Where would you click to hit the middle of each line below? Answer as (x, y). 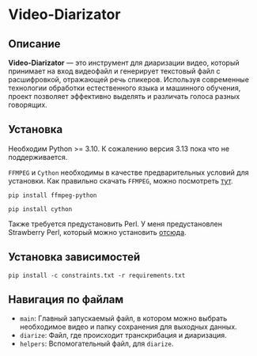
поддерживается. (38, 157)
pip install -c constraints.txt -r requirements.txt (97, 275)
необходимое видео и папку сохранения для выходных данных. (128, 327)
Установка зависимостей (74, 258)
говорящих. (28, 105)
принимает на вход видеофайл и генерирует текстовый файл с (114, 71)
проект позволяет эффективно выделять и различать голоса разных (124, 96)
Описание (34, 44)
